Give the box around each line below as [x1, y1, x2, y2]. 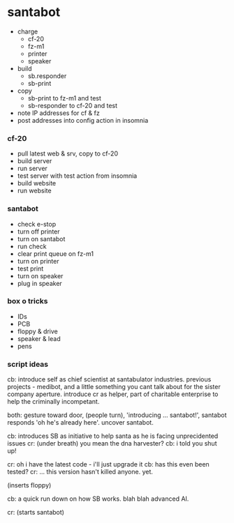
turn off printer [17, 227, 61, 236]
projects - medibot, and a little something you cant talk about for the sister [7, 383, 221, 391]
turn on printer [17, 257, 59, 265]
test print [17, 264, 44, 273]
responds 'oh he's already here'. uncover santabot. [7, 418, 154, 427]
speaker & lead [17, 334, 61, 342]
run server [17, 165, 47, 173]
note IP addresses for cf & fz [17, 109, 100, 117]
